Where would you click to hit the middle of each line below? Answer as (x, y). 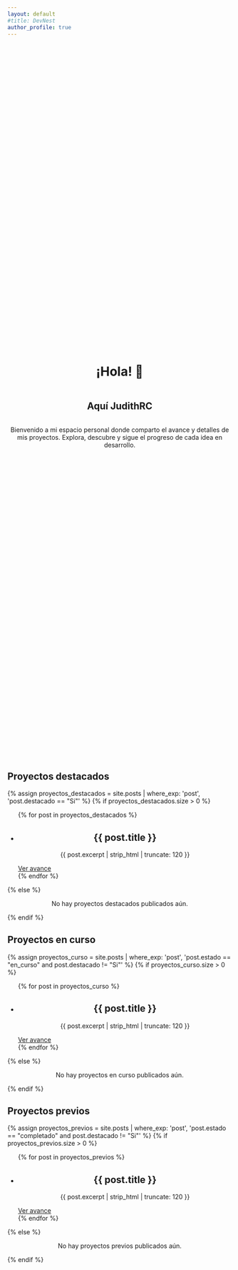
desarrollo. (120, 445)
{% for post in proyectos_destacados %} (77, 815)
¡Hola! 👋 (120, 372)
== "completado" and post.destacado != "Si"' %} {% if (88, 1136)
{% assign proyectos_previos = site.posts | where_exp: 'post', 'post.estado (117, 1128)
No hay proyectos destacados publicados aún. (120, 903)
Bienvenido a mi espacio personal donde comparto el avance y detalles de (120, 430)
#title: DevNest (31, 21)
